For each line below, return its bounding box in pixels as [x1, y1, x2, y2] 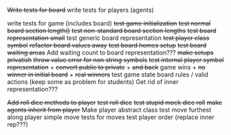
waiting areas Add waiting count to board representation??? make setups [7, 48, 214, 56]
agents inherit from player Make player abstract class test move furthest [7, 106, 212, 114]
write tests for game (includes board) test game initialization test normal [7, 19, 211, 27]
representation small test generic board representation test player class [7, 34, 210, 42]
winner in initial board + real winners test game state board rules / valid [7, 70, 208, 79]
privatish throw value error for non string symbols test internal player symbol [7, 56, 224, 64]
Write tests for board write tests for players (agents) [7, 6, 155, 14]
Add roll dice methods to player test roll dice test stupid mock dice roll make [7, 98, 223, 106]
